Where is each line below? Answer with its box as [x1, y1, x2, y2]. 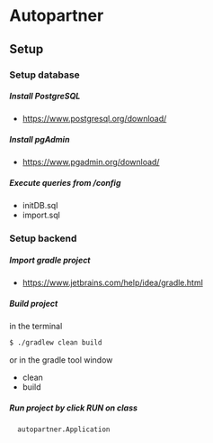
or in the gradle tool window [9, 355, 113, 365]
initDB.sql [22, 200, 58, 211]
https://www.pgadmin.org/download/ [22, 157, 160, 168]
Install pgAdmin [9, 134, 70, 145]
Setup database [9, 69, 81, 81]
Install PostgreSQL [9, 91, 81, 102]
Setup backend [9, 232, 77, 245]
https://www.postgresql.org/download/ [22, 114, 167, 125]
